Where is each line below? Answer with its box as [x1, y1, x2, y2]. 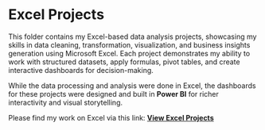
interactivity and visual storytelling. [8, 97, 123, 107]
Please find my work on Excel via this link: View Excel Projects [8, 113, 214, 122]
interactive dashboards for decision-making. [8, 65, 154, 75]
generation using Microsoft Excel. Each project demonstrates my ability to [8, 48, 251, 58]
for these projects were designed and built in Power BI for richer [8, 89, 219, 98]
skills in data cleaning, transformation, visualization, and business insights [8, 40, 251, 49]
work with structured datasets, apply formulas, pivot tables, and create [8, 57, 240, 67]
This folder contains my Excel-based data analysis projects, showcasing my [8, 32, 257, 41]
